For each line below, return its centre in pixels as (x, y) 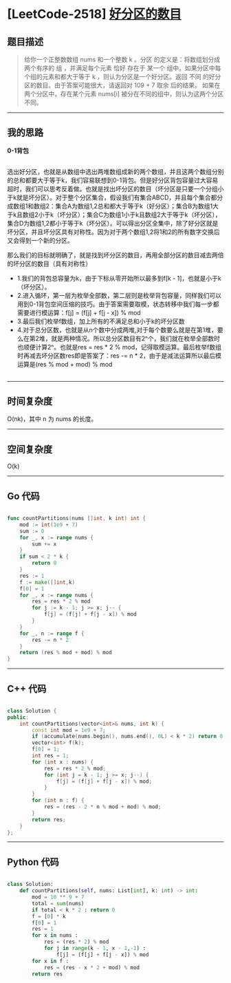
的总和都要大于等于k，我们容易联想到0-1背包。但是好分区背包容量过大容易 (113, 180)
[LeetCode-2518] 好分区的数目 (95, 14)
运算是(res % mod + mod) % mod (65, 365)
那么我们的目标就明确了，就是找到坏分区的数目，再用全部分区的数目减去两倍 (115, 255)
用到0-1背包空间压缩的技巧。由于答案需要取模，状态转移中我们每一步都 (118, 304)
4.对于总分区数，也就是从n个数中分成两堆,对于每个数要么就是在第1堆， (117, 330)
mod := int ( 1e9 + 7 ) (49, 525)
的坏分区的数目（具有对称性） (49, 264)
